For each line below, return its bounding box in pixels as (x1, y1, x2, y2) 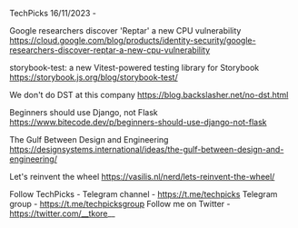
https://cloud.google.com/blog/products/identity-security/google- (9, 35, 256, 45)
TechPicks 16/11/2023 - (9, 8, 97, 18)
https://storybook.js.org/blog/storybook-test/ (9, 72, 179, 83)
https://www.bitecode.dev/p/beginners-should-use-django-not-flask (9, 117, 267, 127)
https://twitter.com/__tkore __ (9, 208, 115, 219)
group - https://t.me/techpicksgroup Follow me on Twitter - (9, 199, 231, 209)
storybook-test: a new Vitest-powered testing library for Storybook (9, 63, 260, 73)
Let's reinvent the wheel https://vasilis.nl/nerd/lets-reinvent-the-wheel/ (9, 172, 275, 182)
